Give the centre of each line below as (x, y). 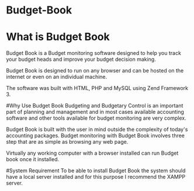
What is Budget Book (58, 37)
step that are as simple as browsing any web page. (67, 142)
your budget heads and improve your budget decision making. (81, 60)
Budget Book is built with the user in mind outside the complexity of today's (97, 130)
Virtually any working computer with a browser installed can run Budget (92, 153)
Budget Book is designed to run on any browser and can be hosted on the (95, 71)
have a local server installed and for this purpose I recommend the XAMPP (96, 177)
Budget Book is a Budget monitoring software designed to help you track (93, 53)
